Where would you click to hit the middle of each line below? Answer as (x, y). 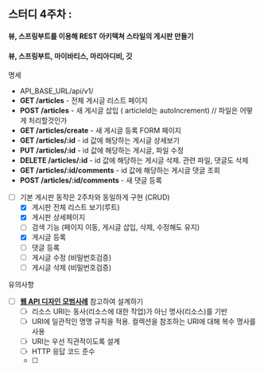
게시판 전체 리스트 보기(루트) (76, 207)
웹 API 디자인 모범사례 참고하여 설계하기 (82, 301)
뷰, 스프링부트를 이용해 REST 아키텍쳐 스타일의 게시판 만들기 (101, 36)
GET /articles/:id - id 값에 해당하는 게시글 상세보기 (100, 140)
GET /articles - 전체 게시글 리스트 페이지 (83, 101)
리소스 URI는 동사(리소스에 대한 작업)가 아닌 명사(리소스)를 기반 (130, 311)
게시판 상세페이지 (58, 217)
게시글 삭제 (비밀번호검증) (72, 267)
